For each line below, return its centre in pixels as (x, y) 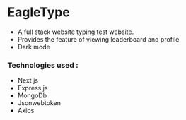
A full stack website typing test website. (76, 32)
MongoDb (32, 95)
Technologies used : (43, 65)
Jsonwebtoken (39, 103)
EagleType (39, 12)
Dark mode (34, 47)
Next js (28, 80)
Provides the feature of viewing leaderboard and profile (98, 39)
